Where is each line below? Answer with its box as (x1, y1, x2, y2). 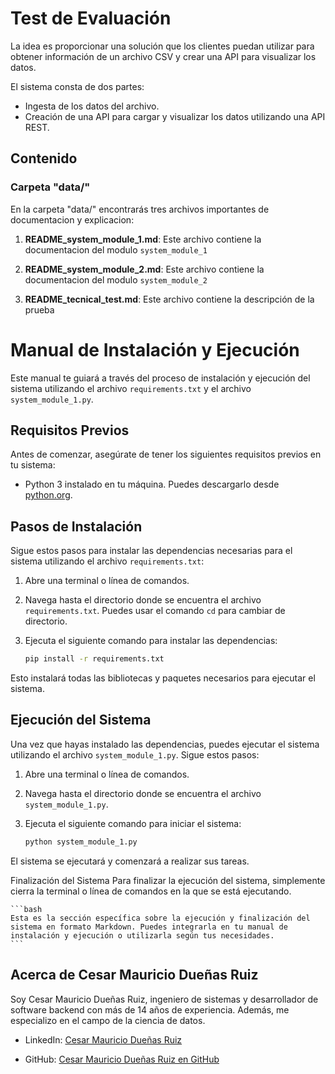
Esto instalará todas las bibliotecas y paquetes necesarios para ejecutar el (10, 672, 316, 684)
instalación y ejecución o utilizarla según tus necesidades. (10, 930, 275, 941)
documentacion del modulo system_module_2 (24, 273, 208, 286)
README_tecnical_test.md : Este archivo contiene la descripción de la (24, 293, 315, 305)
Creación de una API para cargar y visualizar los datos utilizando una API (24, 110, 326, 122)
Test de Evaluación (10, 7, 172, 30)
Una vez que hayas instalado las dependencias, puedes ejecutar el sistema (10, 738, 320, 750)
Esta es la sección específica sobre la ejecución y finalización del (10, 913, 311, 923)
